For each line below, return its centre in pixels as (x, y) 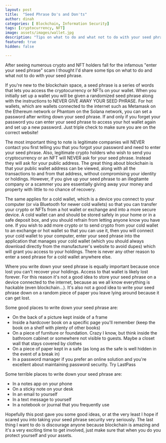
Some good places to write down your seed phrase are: (62, 307)
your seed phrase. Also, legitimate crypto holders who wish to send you (78, 152)
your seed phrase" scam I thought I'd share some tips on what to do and (79, 70)
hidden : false (20, 47)
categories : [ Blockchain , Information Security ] (57, 24)
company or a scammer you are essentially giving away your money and (79, 184)
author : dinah (20, 19)
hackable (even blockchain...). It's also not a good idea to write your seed (80, 287)
